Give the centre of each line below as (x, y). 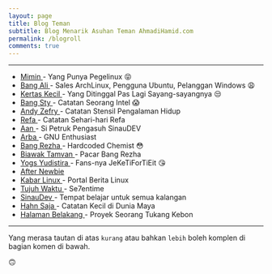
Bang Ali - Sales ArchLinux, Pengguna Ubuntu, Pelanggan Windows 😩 (138, 85)
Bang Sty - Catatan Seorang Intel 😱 (80, 103)
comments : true (34, 46)
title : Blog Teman (39, 24)
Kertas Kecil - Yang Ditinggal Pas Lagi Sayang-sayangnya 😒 (121, 94)
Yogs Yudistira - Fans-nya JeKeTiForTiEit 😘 (93, 163)
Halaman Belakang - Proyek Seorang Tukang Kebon (106, 215)
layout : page (30, 16)
